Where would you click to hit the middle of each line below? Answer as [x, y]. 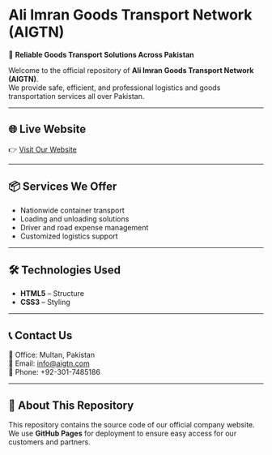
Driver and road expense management [84, 227]
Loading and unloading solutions [74, 219]
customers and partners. [49, 442]
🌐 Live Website [47, 129]
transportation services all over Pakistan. [76, 96]
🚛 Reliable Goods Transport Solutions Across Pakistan [101, 54]
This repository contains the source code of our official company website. [132, 425]
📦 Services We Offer [63, 187]
